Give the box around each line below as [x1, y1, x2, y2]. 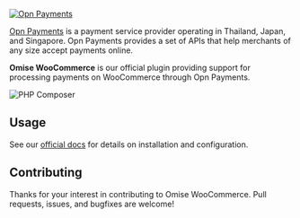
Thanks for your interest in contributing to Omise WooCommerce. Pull [9, 188, 267, 199]
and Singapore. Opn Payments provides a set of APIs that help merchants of [9, 36, 292, 46]
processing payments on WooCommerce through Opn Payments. [9, 72, 251, 83]
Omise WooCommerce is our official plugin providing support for [9, 63, 251, 73]
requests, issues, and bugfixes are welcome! [9, 198, 175, 209]
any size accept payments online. [9, 45, 133, 56]
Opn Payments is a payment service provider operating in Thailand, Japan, [9, 26, 286, 36]
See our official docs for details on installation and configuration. [9, 139, 249, 150]
